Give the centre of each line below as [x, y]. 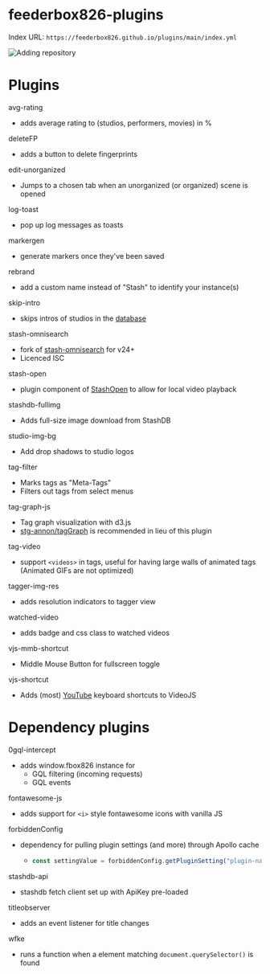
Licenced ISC [42, 358]
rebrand [21, 272]
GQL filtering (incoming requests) [87, 774]
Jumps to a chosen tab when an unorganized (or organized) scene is [134, 185]
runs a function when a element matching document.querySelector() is [137, 954]
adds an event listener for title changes [85, 923]
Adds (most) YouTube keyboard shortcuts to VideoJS [108, 695]
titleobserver [29, 907]
